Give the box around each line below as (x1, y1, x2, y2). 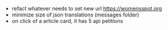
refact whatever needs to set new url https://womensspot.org (11, 5, 162, 12)
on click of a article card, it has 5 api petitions (11, 18, 123, 24)
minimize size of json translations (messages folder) (11, 11, 140, 18)
